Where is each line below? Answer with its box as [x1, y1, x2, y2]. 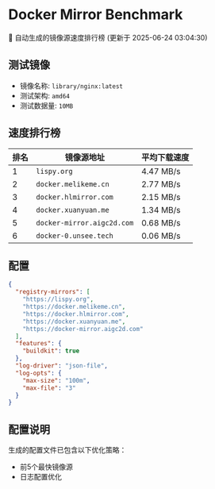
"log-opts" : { [15, 369, 62, 377]
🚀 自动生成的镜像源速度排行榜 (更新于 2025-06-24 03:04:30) [8, 33, 208, 42]
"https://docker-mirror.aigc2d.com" [22, 325, 144, 333]
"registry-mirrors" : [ [15, 288, 90, 296]
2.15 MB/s [141, 191, 181, 202]
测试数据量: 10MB [19, 101, 74, 110]
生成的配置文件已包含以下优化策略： [8, 445, 127, 455]
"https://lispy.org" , [22, 295, 94, 303]
